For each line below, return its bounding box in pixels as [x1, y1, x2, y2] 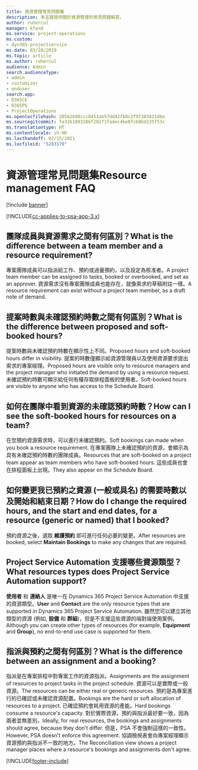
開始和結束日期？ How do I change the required [14, 497, 187, 507]
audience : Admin [6, 63, 46, 70]
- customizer [6, 81, 38, 87]
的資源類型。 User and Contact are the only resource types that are [6, 600, 170, 607]
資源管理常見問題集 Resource [6, 168, 147, 182]
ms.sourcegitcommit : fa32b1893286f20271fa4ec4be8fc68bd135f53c [6, 119, 165, 125]
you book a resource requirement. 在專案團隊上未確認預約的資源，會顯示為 [6, 444, 189, 451]
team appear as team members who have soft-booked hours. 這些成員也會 [6, 459, 188, 466]
